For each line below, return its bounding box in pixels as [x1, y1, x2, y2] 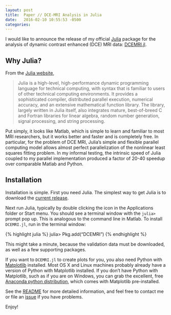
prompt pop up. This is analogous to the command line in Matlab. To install [5, 215, 163, 221]
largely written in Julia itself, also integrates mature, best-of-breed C [17, 107, 162, 114]
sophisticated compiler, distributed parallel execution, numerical [17, 96, 153, 103]
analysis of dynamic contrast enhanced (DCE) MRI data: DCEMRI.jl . [5, 42, 147, 48]
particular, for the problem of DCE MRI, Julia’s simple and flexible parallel [5, 139, 159, 145]
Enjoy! [5, 304, 19, 310]
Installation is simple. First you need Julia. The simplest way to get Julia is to [5, 189, 166, 195]
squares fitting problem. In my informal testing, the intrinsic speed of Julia [5, 150, 161, 156]
